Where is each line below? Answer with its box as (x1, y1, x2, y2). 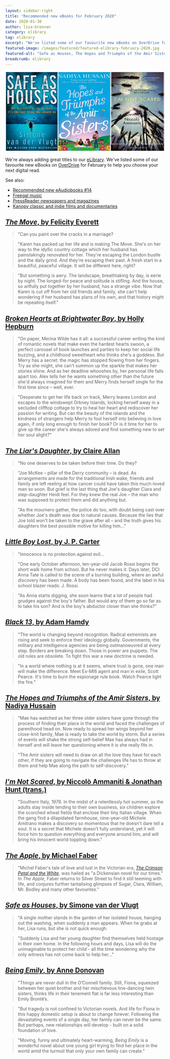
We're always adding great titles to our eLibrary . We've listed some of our (5, 156, 158, 163)
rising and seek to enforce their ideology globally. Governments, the (17, 636, 159, 643)
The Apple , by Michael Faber (5, 851, 98, 860)
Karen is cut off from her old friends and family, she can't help (17, 288, 148, 295)
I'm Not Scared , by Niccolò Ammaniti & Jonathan (5, 777, 162, 786)
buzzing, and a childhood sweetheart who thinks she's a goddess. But (17, 352, 164, 358)
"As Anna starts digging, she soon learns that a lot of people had (17, 592, 153, 598)
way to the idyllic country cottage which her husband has (17, 246, 138, 252)
